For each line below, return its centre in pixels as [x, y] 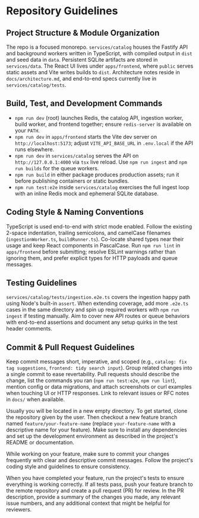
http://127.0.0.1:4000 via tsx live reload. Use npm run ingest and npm [101, 162]
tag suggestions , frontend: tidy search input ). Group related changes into [99, 368]
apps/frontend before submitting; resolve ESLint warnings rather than [91, 252]
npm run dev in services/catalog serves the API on [77, 155]
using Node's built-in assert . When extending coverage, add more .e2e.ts [97, 303]
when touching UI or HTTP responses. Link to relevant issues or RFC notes [98, 393]
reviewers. [19, 510]
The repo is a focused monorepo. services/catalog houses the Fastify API [97, 47]
